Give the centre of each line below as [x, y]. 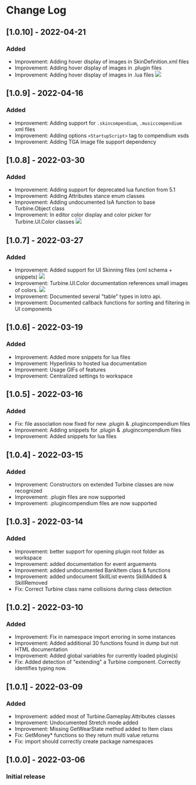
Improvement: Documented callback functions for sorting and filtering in [102, 302]
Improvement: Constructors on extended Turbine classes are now [94, 484]
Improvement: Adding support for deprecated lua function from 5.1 [95, 190]
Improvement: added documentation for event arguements [86, 564]
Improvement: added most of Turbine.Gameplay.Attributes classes [95, 717]
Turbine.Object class [39, 208]
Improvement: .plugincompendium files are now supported [86, 503]
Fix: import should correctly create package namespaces [84, 741]
